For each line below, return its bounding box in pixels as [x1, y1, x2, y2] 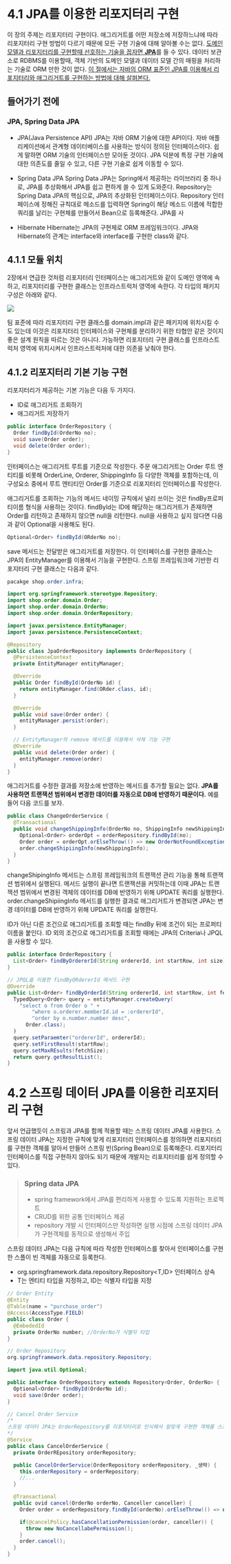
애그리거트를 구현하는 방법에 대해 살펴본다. [36, 73, 151, 81]
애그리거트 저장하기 [16, 409, 69, 418]
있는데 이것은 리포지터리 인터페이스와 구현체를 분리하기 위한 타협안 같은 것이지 [14, 327, 224, 335]
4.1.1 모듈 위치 [7, 254, 63, 266]
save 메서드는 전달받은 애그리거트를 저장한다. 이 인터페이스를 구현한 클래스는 [7, 547, 213, 556]
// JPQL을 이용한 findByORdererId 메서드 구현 [7, 977, 130, 984]
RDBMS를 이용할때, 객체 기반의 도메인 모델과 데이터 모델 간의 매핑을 [19, 56, 203, 64]
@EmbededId [13, 1322, 45, 1329]
